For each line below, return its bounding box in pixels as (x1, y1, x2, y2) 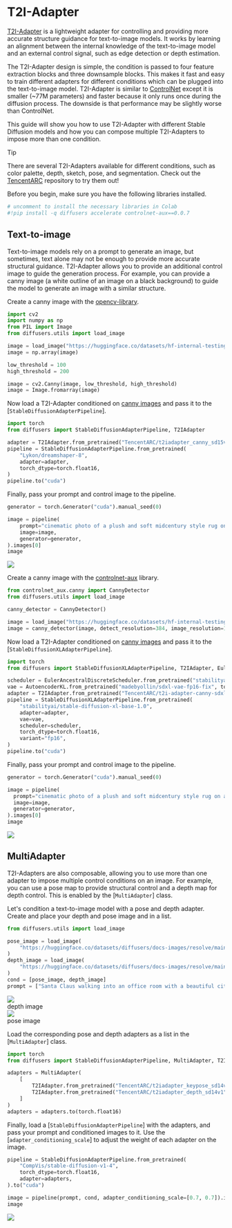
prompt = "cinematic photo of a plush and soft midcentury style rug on (13, 793, 221, 800)
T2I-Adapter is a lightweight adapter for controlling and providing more (7, 27, 209, 35)
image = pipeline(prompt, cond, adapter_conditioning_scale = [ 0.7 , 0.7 (7, 1194, 215, 1201)
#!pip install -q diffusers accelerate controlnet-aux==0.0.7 (7, 209, 190, 217)
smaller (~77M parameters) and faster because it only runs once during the (7, 91, 222, 100)
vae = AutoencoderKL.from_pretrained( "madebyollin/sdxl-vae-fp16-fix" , (7, 683, 217, 691)
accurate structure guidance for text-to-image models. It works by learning (7, 34, 221, 42)
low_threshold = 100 (7, 361, 67, 368)
